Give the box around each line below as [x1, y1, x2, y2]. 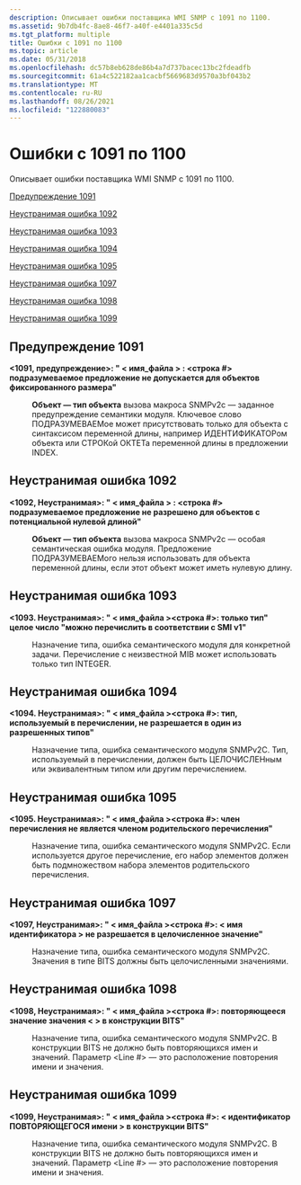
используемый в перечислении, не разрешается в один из [9, 717, 242, 728]
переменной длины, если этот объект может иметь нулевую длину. [31, 562, 293, 573]
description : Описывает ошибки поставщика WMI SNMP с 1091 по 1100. [9, 13, 271, 22]
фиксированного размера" [9, 382, 117, 392]
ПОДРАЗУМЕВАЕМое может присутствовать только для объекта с [31, 419, 289, 429]
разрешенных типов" [9, 727, 94, 738]
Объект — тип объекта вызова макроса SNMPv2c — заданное [31, 399, 275, 410]
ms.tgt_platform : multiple [9, 30, 111, 39]
